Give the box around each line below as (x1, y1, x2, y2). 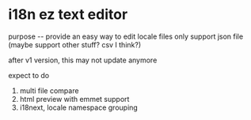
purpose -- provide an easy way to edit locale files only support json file (8, 32, 244, 41)
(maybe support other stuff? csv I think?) (8, 39, 141, 49)
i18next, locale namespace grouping (19, 103, 139, 112)
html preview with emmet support (19, 94, 130, 103)
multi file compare (19, 85, 79, 96)
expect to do (8, 70, 50, 80)
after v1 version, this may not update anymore (8, 55, 158, 65)
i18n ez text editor (8, 6, 128, 24)
